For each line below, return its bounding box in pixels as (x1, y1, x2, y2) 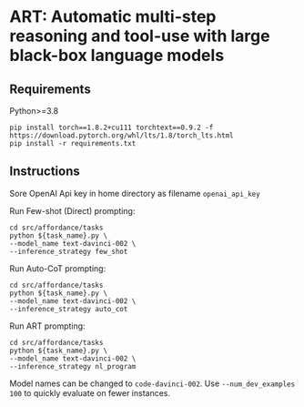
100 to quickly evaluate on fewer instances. (9, 387, 171, 398)
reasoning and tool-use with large (9, 25, 270, 46)
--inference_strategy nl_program (9, 361, 137, 371)
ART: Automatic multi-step (9, 6, 217, 27)
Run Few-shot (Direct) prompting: (9, 205, 136, 216)
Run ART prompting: (9, 321, 86, 331)
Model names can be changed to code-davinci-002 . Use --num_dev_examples (9, 378, 296, 389)
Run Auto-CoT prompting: (9, 262, 106, 274)
